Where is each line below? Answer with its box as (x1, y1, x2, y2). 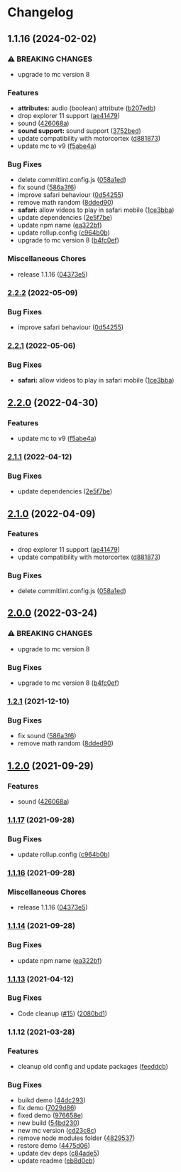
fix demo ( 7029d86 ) (17, 1104, 77, 1112)
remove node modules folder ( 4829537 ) (17, 1134, 136, 1142)
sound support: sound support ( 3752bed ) (17, 127, 142, 135)
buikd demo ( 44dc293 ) (17, 1096, 86, 1104)
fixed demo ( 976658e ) (17, 1111, 84, 1120)
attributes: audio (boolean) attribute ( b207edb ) (17, 104, 156, 112)
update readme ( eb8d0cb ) (17, 1156, 96, 1165)
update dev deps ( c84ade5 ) (17, 1149, 100, 1158)
